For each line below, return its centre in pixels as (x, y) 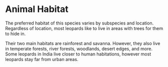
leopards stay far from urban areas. (42, 59)
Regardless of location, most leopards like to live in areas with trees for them (84, 28)
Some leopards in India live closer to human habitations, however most (78, 54)
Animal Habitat (37, 9)
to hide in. (16, 33)
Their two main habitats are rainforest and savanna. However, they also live (83, 43)
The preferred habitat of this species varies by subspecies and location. (79, 23)
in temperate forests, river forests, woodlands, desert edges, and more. (79, 48)
